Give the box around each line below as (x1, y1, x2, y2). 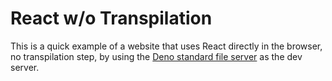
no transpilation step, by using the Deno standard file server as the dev (10, 50, 303, 62)
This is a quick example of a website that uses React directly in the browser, (10, 40, 323, 52)
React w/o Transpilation (10, 7, 213, 30)
